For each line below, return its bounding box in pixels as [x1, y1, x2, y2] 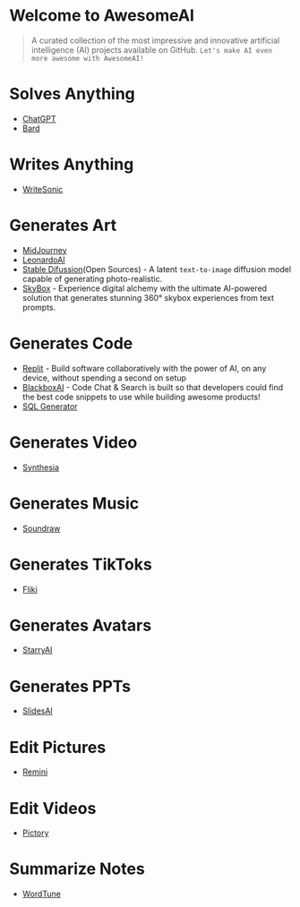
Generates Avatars [9, 615, 152, 636]
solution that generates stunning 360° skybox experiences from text [21, 292, 275, 303]
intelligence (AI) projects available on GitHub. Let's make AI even [30, 44, 273, 55]
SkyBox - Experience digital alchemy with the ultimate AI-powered [21, 283, 267, 294]
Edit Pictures [9, 737, 107, 757]
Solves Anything [9, 84, 136, 104]
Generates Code [9, 333, 133, 354]
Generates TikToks [9, 554, 152, 574]
